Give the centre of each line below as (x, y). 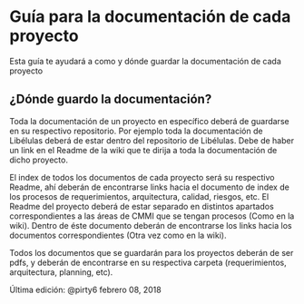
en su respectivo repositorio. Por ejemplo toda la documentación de (136, 131)
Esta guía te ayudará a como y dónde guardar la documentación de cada (145, 61)
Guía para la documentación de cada (150, 17)
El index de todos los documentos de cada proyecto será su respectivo (142, 177)
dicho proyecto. (39, 160)
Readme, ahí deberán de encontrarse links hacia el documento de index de (150, 187)
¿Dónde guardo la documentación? (111, 99)
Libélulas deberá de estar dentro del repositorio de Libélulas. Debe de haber (152, 140)
